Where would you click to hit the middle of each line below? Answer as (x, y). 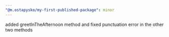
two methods (19, 30)
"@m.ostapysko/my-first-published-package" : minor (60, 10)
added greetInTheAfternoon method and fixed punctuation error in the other (84, 24)
